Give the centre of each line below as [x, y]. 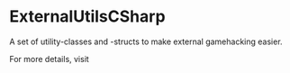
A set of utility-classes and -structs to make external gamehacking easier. [146, 41]
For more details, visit [50, 59]
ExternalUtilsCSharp [87, 17]
